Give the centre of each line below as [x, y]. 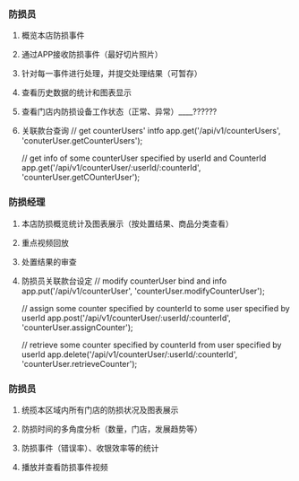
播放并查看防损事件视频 [64, 467]
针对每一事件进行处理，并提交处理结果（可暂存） [111, 74]
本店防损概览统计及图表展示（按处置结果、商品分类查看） [127, 223]
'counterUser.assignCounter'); [77, 327]
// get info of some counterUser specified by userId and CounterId [144, 158]
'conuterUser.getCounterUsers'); [82, 141]
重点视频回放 [45, 242]
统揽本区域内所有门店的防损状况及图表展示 [100, 409]
